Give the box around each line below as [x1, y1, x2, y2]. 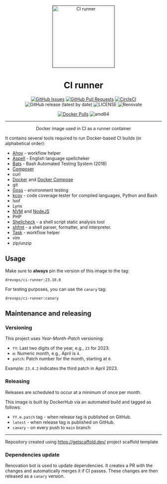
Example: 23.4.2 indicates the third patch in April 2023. [5, 365, 118, 371]
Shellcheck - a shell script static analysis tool [12, 219, 105, 225]
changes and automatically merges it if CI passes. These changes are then [5, 468, 158, 474]
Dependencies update [5, 451, 60, 458]
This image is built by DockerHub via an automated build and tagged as [5, 399, 152, 405]
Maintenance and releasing [5, 310, 92, 318]
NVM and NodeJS [12, 208, 50, 214]
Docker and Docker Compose [12, 176, 74, 182]
